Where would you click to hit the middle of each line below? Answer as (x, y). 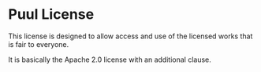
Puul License (51, 14)
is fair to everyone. (39, 44)
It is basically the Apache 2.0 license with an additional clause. (110, 59)
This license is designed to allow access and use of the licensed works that (130, 36)
